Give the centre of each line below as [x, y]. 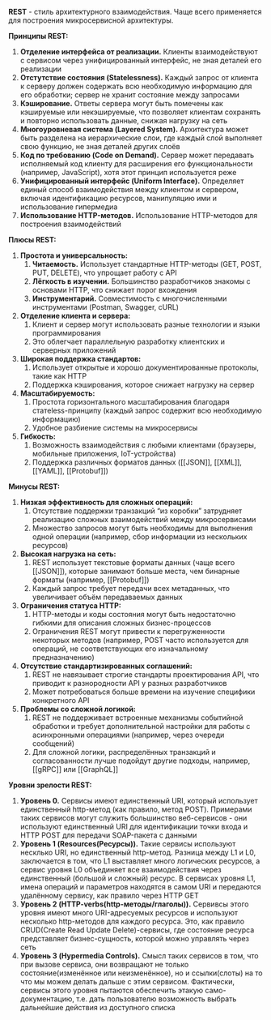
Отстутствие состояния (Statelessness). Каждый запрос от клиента [139, 77]
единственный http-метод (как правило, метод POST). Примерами [136, 809]
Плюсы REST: [32, 240]
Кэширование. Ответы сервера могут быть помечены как [122, 103]
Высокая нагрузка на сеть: [68, 554]
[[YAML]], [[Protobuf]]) [70, 471]
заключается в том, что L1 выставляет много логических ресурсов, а [140, 861]
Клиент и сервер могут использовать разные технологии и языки [146, 324]
